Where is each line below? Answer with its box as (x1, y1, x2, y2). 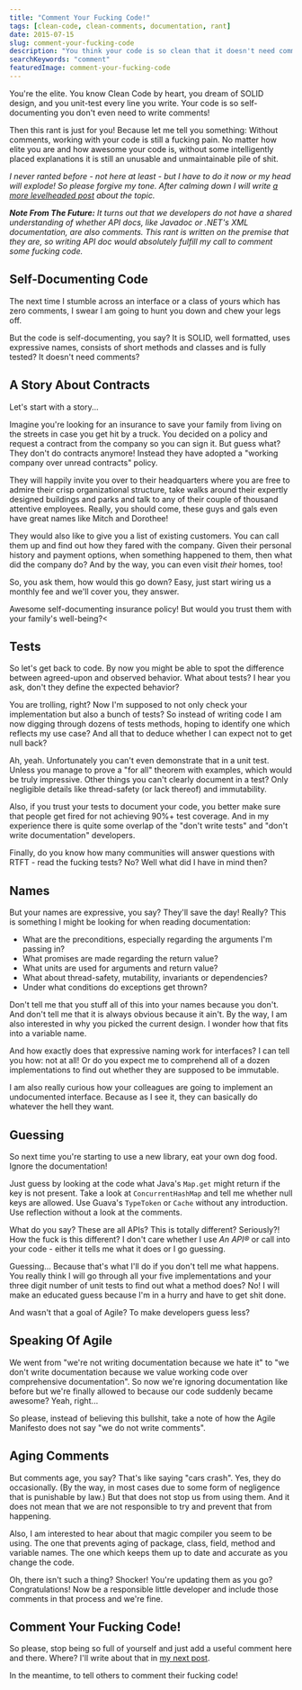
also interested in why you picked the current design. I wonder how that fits (9, 1018, 289, 1029)
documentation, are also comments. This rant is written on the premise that (9, 226, 289, 237)
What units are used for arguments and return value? (22, 962, 218, 973)
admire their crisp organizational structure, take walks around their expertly (9, 484, 289, 495)
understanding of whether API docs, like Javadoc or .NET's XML (9, 217, 249, 228)
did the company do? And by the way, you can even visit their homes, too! (9, 559, 283, 570)
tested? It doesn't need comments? (9, 351, 140, 362)
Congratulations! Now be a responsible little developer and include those (9, 1584, 279, 1595)
